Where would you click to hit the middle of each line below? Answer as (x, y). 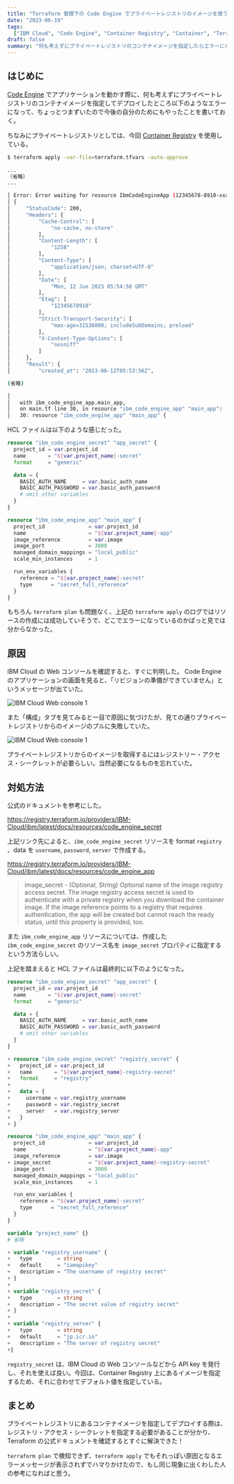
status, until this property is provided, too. (84, 922)
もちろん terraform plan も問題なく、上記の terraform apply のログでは (111, 612)
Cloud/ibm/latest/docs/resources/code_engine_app (81, 872)
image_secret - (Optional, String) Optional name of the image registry (124, 885)
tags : (15, 27)
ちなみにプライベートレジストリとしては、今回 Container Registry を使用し (115, 135)
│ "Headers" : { (36, 215)
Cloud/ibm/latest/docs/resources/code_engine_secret (85, 827)
